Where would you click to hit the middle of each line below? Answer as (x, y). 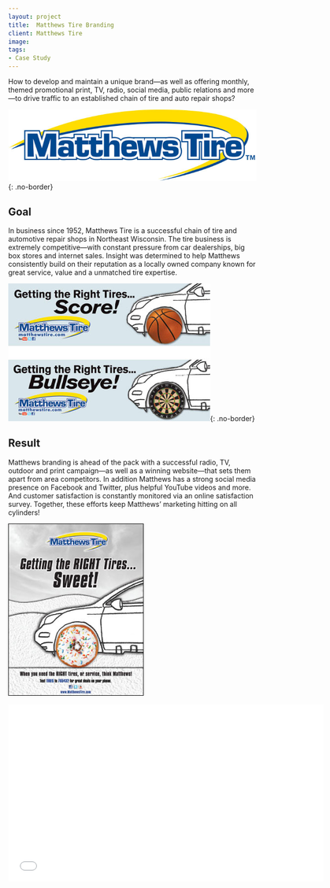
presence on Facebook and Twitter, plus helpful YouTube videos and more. (130, 487)
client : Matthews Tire (45, 33)
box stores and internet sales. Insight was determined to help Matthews (124, 255)
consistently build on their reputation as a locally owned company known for (132, 264)
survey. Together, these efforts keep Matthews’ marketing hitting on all (123, 504)
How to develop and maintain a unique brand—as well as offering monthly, (129, 81)
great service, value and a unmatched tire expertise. (93, 272)
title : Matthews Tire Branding (61, 25)
